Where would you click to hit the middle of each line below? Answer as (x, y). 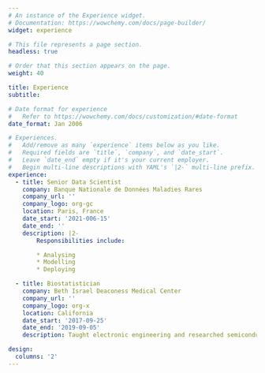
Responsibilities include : (81, 241)
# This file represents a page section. (76, 44)
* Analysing (56, 255)
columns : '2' (37, 356)
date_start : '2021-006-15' (67, 218)
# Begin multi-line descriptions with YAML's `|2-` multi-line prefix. (132, 167)
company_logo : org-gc (58, 204)
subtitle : (24, 95)
